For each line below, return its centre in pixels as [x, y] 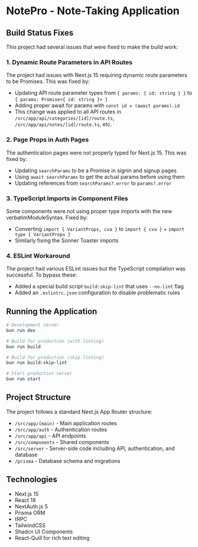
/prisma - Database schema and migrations [67, 461]
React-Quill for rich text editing [52, 538]
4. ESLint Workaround [38, 256]
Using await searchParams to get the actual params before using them [100, 176]
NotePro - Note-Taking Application [93, 11]
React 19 [25, 500]
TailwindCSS [30, 525]
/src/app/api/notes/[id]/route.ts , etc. [63, 124]
